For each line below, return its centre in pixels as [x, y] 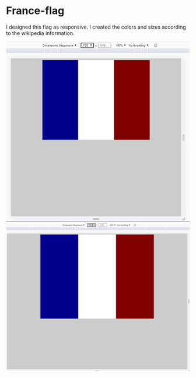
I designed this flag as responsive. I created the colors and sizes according [96, 27]
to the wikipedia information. [40, 33]
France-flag [35, 11]
